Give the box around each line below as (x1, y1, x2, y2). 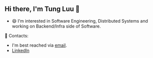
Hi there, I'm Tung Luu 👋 (4, 5, 80, 13)
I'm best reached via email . (11, 42, 67, 48)
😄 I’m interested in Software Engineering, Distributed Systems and (11, 18, 148, 24)
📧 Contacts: (4, 32, 29, 38)
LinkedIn (11, 47, 30, 53)
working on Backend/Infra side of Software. (11, 23, 101, 29)
